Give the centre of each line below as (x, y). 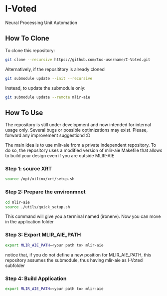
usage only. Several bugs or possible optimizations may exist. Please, (77, 130)
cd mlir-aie (17, 202)
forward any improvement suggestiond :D (48, 135)
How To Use (24, 112)
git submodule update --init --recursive (49, 78)
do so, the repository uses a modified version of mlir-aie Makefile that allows (84, 150)
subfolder (15, 265)
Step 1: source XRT (29, 169)
